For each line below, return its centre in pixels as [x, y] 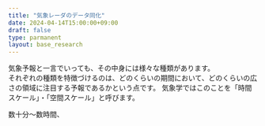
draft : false [30, 30]
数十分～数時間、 [36, 114]
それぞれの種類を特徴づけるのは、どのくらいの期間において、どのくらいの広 [132, 78]
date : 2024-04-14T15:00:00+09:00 [63, 23]
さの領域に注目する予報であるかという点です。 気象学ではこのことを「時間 [130, 88]
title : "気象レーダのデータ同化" [57, 15]
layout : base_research [45, 45]
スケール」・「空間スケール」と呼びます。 [74, 98]
